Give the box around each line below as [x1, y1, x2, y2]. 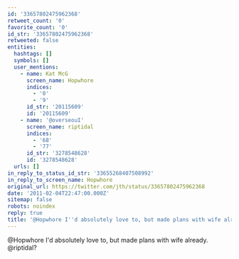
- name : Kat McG [20, 70, 69, 77]
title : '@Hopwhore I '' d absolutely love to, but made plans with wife [7, 216, 221, 223]
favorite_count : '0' [7, 24, 69, 31]
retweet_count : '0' [7, 17, 65, 24]
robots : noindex [7, 203, 55, 210]
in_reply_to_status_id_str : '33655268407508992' [7, 169, 154, 177]
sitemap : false [7, 196, 53, 203]
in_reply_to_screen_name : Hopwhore [7, 176, 113, 183]
